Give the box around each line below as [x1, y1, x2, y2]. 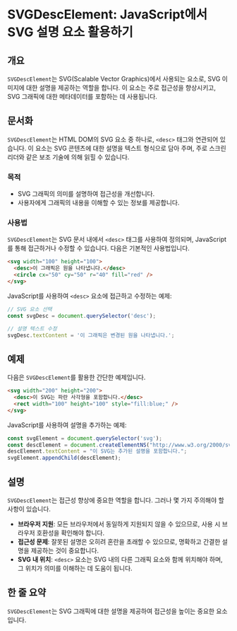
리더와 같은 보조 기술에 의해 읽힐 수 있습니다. [7, 153, 130, 161]
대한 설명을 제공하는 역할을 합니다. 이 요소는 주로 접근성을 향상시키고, [25, 83, 217, 92]
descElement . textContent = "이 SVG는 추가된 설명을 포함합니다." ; [7, 448, 188, 455]
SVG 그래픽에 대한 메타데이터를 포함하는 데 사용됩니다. [7, 93, 157, 100]
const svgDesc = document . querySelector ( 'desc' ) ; [7, 312, 157, 319]
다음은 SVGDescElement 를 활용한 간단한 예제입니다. [7, 373, 146, 382]
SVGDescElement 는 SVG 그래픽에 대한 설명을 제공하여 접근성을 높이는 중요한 [7, 606, 215, 615]
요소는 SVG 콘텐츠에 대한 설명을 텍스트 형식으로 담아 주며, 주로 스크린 [35, 144, 227, 152]
